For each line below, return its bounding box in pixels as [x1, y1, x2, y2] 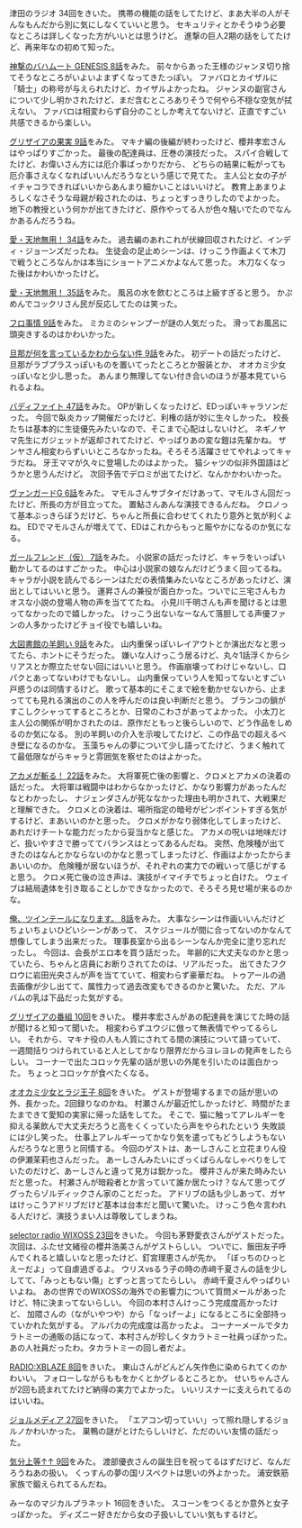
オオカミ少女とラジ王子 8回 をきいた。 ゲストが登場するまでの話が [9, 1087, 255, 1097]
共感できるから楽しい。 [9, 117, 96, 128]
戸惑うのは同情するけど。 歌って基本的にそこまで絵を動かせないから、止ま [9, 684, 287, 694]
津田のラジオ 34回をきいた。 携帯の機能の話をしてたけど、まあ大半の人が [9, 8, 283, 18]
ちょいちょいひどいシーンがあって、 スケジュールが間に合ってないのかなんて [9, 924, 293, 935]
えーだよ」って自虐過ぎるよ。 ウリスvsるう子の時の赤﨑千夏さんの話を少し [9, 1264, 288, 1274]
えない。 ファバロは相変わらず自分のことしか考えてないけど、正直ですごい [9, 106, 287, 116]
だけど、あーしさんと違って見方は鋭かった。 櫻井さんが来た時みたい [32, 1166, 287, 1176]
